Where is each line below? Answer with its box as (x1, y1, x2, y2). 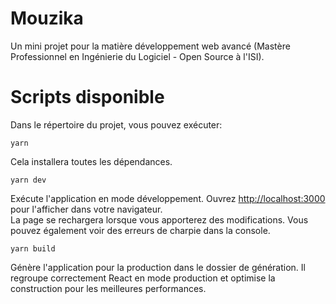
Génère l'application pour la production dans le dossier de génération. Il (10, 261, 306, 273)
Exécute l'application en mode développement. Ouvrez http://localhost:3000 (10, 192, 326, 204)
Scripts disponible (10, 86, 165, 109)
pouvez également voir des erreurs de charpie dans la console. (10, 224, 271, 236)
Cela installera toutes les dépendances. (10, 155, 173, 167)
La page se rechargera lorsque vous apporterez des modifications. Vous (10, 213, 309, 226)
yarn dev (10, 175, 47, 185)
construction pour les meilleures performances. (10, 282, 207, 294)
